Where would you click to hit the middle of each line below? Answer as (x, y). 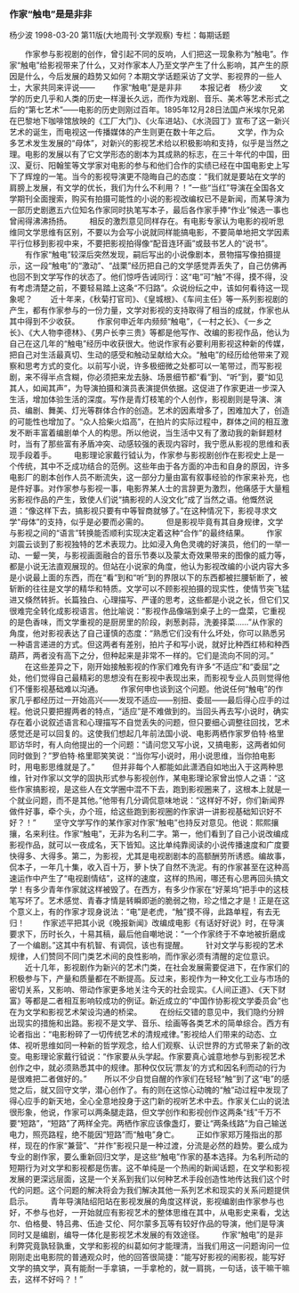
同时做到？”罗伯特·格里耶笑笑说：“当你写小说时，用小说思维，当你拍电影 (142, 756)
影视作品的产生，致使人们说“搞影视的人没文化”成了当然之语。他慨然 (141, 500)
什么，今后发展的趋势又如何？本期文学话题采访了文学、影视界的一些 (149, 77)
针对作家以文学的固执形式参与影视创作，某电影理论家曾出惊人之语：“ (151, 778)
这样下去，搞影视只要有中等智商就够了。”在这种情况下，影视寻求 (153, 511)
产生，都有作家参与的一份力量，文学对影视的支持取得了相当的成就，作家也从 (149, 310)
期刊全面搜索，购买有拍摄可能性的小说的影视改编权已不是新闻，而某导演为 (153, 199)
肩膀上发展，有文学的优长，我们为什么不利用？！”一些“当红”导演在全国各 (143, 188)
